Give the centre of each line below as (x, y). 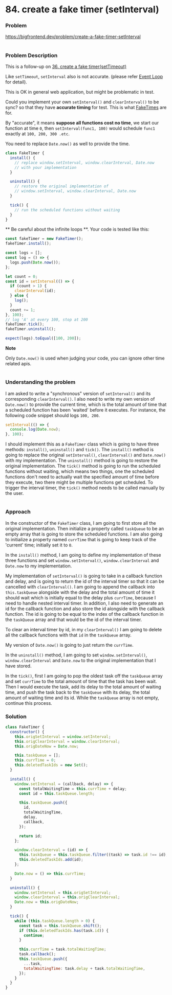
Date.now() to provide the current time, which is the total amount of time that (86, 404)
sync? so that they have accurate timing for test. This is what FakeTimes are (86, 108)
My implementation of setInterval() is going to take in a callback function (84, 576)
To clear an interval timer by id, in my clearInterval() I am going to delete (84, 629)
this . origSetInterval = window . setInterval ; (63, 737)
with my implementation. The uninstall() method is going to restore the (81, 460)
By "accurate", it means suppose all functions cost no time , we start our (82, 123)
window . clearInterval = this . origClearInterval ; (67, 897)
